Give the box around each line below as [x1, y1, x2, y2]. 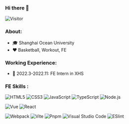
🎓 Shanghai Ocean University [12, 40, 75, 46]
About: [5, 28, 22, 35]
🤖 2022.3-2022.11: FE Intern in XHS [12, 70, 84, 76]
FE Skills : [5, 83, 29, 90]
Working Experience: [5, 59, 57, 66]
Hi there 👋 [5, 4, 30, 11]
